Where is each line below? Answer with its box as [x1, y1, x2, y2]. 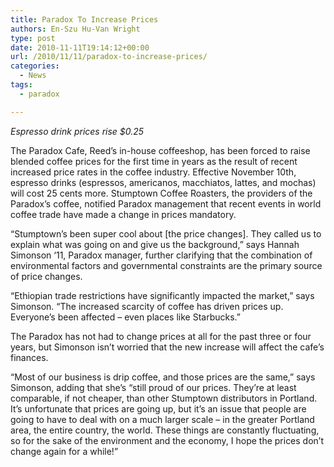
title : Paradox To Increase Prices [10, 14, 159, 25]
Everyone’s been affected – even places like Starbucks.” [10, 311, 241, 323]
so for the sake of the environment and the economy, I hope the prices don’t [10, 434, 325, 446]
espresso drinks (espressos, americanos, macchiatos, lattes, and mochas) [10, 176, 317, 188]
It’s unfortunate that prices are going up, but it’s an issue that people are [10, 402, 307, 415]
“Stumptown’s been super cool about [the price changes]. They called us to [10, 227, 322, 240]
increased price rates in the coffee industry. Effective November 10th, [10, 166, 297, 178]
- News [19, 71, 47, 81]
